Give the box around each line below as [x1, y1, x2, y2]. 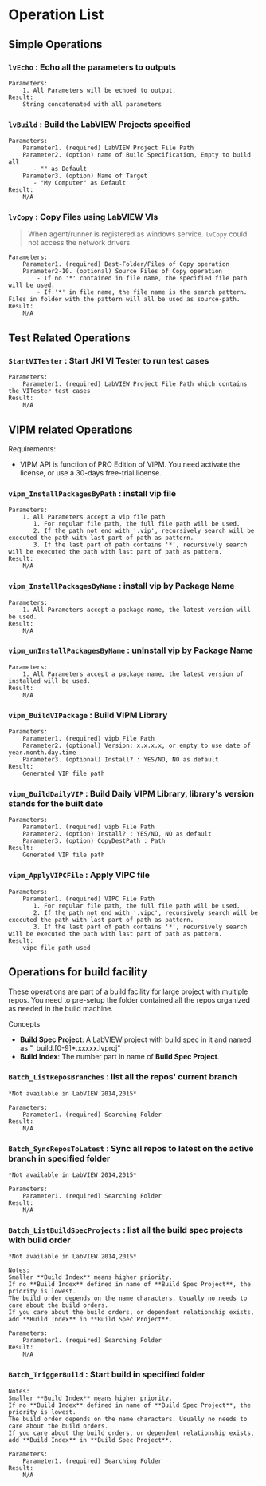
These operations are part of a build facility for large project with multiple [8, 987, 248, 996]
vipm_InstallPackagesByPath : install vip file [8, 487, 177, 499]
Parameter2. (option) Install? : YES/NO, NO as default [22, 830, 213, 838]
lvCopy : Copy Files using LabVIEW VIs [8, 212, 158, 223]
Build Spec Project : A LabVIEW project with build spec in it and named [19, 1035, 252, 1044]
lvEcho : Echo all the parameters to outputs [8, 62, 177, 73]
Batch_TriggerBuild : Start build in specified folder [8, 1369, 205, 1380]
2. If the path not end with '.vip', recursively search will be [33, 527, 255, 535]
